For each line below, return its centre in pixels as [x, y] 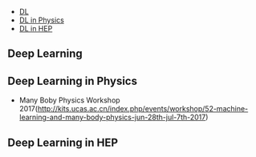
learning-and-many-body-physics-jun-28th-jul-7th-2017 [112, 117]
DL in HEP [36, 28]
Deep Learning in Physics [73, 81]
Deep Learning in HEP [63, 142]
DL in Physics [42, 20]
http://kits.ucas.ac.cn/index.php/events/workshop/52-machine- [143, 109]
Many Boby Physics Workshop [70, 100]
